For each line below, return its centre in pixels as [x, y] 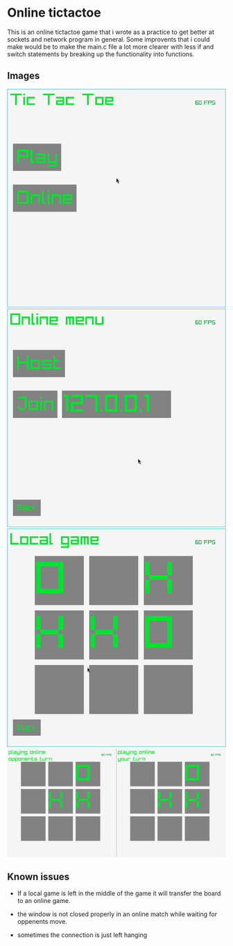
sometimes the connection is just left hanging [82, 935]
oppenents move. [42, 922]
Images [24, 76]
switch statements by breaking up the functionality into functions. [101, 54]
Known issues [38, 876]
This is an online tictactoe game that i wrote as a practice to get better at [111, 32]
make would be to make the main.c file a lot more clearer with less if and [111, 46]
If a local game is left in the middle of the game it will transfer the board [119, 893]
